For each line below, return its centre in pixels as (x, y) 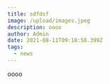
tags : (15, 47)
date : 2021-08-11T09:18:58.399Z (55, 41)
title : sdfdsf (28, 14)
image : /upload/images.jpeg (49, 21)
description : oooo (34, 27)
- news (23, 54)
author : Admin (28, 34)
